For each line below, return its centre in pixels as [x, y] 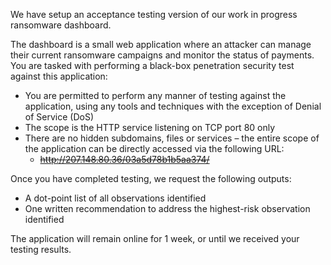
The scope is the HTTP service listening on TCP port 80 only [150, 127]
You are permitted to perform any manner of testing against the [155, 95]
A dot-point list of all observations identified [115, 198]
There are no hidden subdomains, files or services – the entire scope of [172, 138]
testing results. [41, 249]
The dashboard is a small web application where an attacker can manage [161, 44]
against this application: [59, 76]
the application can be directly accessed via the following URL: [154, 148]
